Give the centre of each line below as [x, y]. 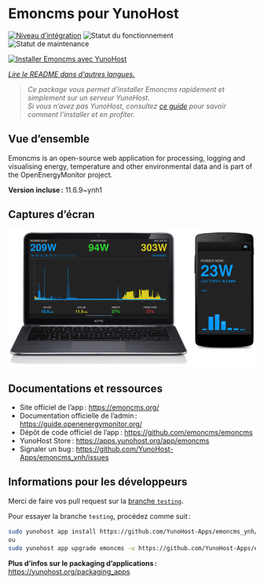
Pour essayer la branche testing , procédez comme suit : [99, 516]
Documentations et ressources [86, 388]
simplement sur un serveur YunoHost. [89, 97]
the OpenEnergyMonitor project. [60, 174]
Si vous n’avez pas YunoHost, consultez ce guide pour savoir [126, 106]
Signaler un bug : [47, 449]
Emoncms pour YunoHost [93, 14]
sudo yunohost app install [52, 531]
